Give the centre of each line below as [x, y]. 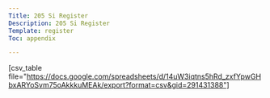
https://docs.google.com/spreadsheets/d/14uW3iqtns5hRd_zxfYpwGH [143, 76]
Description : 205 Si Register [59, 23]
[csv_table [25, 68]
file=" [17, 76]
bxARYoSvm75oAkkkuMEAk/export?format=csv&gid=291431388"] [119, 85]
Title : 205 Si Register [49, 16]
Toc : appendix [32, 38]
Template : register [41, 31]
